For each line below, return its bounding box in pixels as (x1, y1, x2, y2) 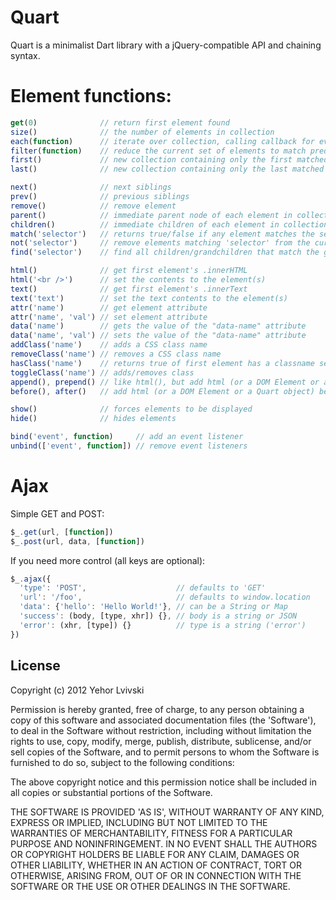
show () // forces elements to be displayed (10, 404, 253, 415)
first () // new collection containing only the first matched (10, 155, 329, 165)
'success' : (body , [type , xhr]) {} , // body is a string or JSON (19, 611, 298, 621)
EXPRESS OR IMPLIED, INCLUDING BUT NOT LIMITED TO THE (10, 816, 268, 828)
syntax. (10, 49, 41, 61)
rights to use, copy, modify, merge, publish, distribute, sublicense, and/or (10, 735, 312, 747)
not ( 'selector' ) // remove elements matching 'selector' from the (10, 238, 311, 248)
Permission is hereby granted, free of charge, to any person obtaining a (10, 703, 305, 715)
